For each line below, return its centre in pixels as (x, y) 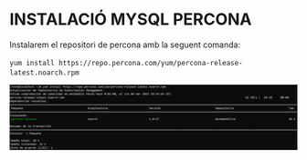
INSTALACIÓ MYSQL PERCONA (131, 20)
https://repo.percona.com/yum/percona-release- (151, 63)
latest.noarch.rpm (44, 73)
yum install (32, 63)
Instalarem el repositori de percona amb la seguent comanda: (125, 45)
